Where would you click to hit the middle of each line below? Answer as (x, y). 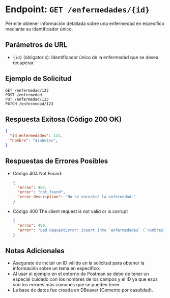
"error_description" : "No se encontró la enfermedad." (77, 197)
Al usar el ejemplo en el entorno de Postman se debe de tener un (81, 274)
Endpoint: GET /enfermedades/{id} (78, 9)
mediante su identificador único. (39, 29)
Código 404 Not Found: (37, 173)
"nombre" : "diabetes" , (34, 141)
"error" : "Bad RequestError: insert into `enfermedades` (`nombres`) (93, 230)
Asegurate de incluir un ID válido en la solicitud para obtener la (78, 263)
